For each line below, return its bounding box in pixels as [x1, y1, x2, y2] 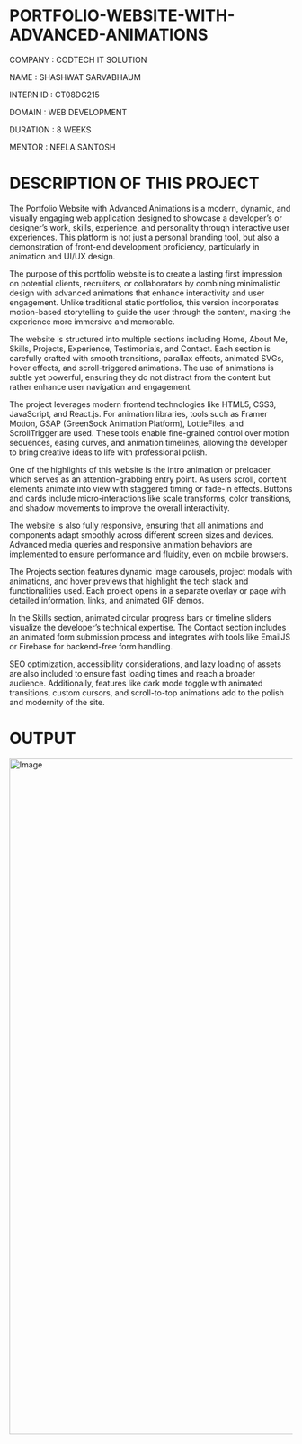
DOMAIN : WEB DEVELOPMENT [9, 106, 128, 117]
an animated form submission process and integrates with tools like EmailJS [9, 631, 290, 642]
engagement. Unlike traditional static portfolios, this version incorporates [9, 296, 280, 307]
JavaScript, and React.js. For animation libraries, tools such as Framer [9, 408, 268, 419]
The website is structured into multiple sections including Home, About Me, [9, 333, 289, 344]
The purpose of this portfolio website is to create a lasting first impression [9, 268, 283, 279]
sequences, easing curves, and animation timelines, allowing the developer [9, 437, 288, 448]
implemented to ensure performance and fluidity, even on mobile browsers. [9, 549, 289, 559]
